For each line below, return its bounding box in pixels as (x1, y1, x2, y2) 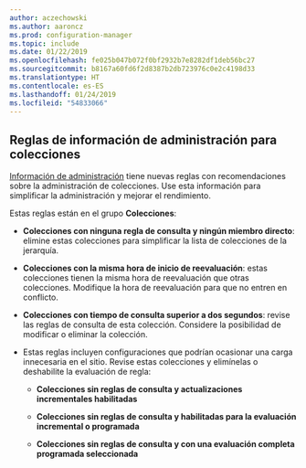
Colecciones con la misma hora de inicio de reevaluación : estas (22, 262, 268, 274)
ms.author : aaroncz (9, 22, 84, 31)
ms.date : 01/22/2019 (9, 48, 89, 57)
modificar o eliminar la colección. (22, 329, 148, 340)
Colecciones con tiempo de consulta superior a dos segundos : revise (22, 310, 290, 321)
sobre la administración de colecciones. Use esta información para (9, 180, 261, 192)
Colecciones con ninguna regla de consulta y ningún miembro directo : (22, 226, 295, 237)
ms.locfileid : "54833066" (9, 98, 108, 108)
